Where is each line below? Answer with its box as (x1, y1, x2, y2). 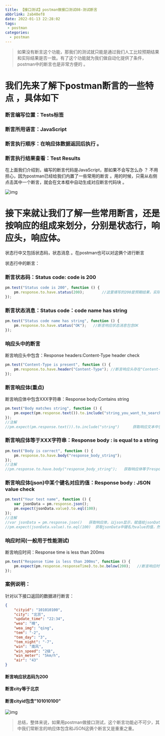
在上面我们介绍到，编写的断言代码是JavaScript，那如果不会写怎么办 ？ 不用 (5, 167, 159, 173)
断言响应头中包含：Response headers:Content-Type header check (5, 352, 140, 358)
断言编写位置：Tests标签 (5, 111, 64, 118)
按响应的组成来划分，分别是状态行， (5, 220, 152, 232)
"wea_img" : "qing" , (14, 626, 54, 631)
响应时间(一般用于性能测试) (5, 537, 70, 544)
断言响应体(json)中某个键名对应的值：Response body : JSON (5, 479, 151, 486)
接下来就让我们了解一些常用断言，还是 (5, 208, 161, 219)
